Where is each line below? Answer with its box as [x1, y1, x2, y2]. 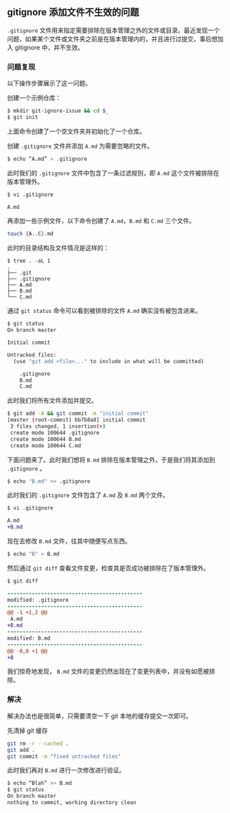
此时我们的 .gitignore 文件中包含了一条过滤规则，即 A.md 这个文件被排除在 [7, 169, 220, 177]
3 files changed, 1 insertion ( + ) [10, 423, 106, 430]
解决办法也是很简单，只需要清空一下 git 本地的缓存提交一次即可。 [7, 711, 192, 720]
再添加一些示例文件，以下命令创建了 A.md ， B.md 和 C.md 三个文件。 [7, 217, 196, 225]
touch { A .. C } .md [7, 230, 54, 237]
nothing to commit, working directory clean [7, 799, 137, 806]
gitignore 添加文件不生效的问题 [7, 6, 139, 19]
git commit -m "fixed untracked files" [7, 752, 122, 760]
